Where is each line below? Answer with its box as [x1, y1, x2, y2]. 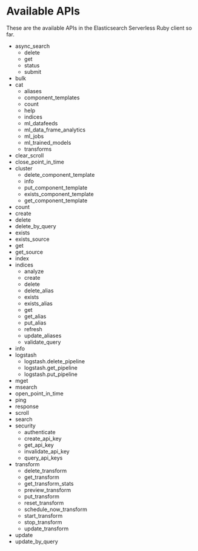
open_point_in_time [15, 389, 64, 397]
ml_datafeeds [24, 119, 58, 127]
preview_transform [24, 486, 71, 493]
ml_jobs [24, 132, 44, 140]
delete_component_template [24, 171, 95, 178]
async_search [15, 42, 50, 50]
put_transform [24, 492, 59, 500]
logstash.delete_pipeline [24, 357, 85, 365]
